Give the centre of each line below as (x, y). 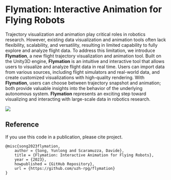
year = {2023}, (31, 159)
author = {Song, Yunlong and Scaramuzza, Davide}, (69, 151)
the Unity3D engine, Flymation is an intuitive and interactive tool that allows (85, 61)
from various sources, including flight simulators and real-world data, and (82, 72)
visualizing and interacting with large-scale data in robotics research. (78, 99)
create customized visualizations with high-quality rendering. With (75, 77)
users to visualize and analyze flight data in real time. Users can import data (85, 67)
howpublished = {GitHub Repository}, (55, 164)
